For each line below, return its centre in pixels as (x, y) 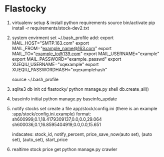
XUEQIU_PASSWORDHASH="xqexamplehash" (59, 69)
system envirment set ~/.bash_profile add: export (62, 38)
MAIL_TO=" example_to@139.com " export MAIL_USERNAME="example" (85, 54)
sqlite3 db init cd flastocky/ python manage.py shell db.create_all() (80, 89)
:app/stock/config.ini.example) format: (51, 114)
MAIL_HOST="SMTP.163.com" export (50, 43)
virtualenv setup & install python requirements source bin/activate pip (83, 23)
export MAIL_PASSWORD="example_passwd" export (66, 59)
